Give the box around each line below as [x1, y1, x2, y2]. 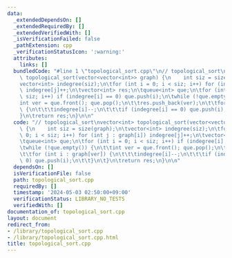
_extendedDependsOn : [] [13, 17, 81, 23]
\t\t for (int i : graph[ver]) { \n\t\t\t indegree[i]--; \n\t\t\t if [19, 151, 212, 158]
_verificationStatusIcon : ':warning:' [13, 49, 126, 56]
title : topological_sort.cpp [7, 240, 91, 248]
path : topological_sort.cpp [13, 176, 95, 183]
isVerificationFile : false [13, 170, 91, 177]
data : [7, 10, 23, 17]
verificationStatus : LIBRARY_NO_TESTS [13, 195, 126, 203]
